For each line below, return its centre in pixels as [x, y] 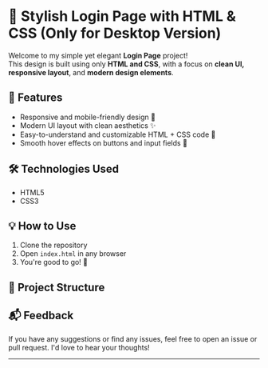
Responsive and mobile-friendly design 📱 [87, 117]
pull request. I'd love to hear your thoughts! [79, 347]
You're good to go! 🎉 [54, 262]
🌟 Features [35, 98]
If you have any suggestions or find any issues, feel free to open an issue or [133, 338]
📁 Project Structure [57, 287]
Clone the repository [53, 245]
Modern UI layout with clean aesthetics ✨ [88, 125]
